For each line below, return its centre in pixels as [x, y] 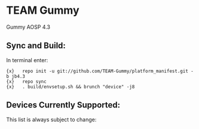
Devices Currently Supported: [63, 105]
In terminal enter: [27, 60]
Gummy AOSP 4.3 [28, 27]
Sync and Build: [36, 46]
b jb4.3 [16, 76]
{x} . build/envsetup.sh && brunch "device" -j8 [71, 87]
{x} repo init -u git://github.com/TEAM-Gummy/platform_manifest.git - [100, 71]
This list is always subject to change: [51, 119]
